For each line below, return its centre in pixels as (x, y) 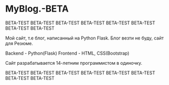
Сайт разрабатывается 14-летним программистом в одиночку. (74, 63)
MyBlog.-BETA (37, 9)
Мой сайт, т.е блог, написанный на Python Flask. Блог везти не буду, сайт (84, 38)
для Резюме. (19, 43)
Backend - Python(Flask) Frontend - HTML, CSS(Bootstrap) (67, 53)
